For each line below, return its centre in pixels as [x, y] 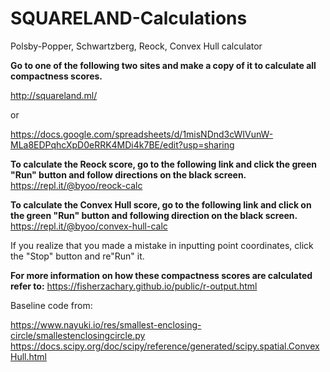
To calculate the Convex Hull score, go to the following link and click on [161, 204]
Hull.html [29, 356]
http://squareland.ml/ [54, 95]
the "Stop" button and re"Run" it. [77, 256]
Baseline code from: [51, 305]
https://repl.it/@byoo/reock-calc [76, 185]
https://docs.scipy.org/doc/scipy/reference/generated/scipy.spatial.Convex [165, 346]
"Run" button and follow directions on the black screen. [128, 174]
